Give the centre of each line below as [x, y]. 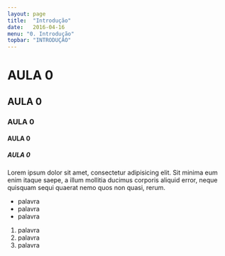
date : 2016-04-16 [36, 27]
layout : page [27, 14]
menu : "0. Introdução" [41, 34]
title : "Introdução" [39, 21]
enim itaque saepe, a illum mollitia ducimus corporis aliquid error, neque [112, 180]
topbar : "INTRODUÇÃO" [39, 40]
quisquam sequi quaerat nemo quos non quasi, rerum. [86, 188]
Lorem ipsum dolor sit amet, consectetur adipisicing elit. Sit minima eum [112, 173]
